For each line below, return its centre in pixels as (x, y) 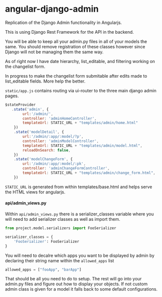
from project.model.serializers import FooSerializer (61, 228)
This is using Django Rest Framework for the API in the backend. (70, 32)
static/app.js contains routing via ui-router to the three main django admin (81, 90)
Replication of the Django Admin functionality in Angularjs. (63, 22)
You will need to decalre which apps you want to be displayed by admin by (80, 255)
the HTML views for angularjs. (35, 192)
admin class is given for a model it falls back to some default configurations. (81, 289)
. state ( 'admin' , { (30, 109)
